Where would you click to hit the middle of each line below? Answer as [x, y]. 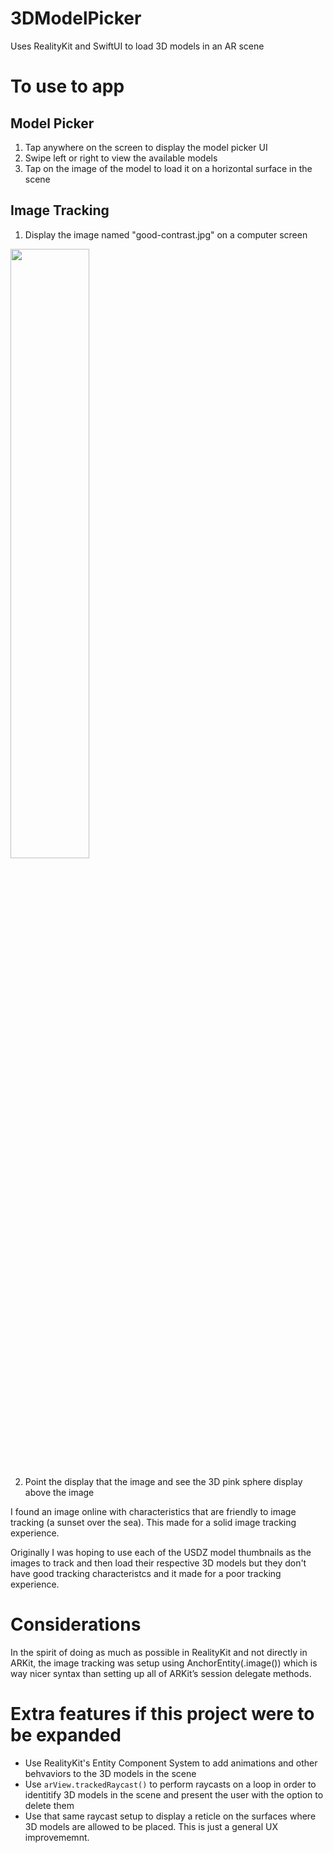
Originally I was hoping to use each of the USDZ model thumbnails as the [161, 1552]
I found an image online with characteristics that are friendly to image [153, 1511]
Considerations [76, 1624]
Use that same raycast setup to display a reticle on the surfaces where [170, 1816]
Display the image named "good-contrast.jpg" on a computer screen [166, 234]
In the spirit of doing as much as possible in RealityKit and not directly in [159, 1652]
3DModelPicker [76, 18]
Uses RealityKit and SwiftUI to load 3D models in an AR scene [137, 46]
